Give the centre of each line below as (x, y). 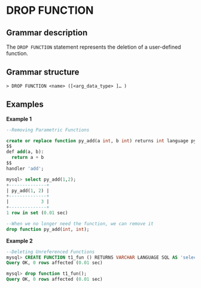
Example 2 (19, 241)
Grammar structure (43, 72)
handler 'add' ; (25, 169)
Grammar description (47, 33)
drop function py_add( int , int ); (48, 229)
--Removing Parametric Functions (48, 130)
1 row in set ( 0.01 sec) (37, 213)
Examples (25, 105)
